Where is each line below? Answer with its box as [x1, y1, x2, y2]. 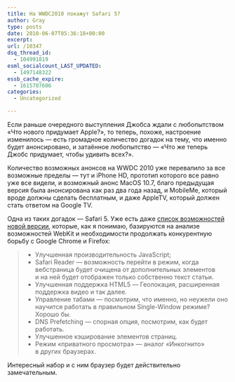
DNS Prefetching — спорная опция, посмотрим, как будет [34, 318, 208, 326]
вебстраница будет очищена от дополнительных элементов [34, 266, 216, 273]
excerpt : [7, 36, 33, 43]
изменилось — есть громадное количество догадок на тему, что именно [7, 135, 227, 144]
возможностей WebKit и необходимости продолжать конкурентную [7, 229, 213, 238]
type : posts [7, 23, 42, 30]
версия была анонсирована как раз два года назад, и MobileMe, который [7, 186, 227, 194]
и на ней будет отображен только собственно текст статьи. [34, 273, 214, 281]
